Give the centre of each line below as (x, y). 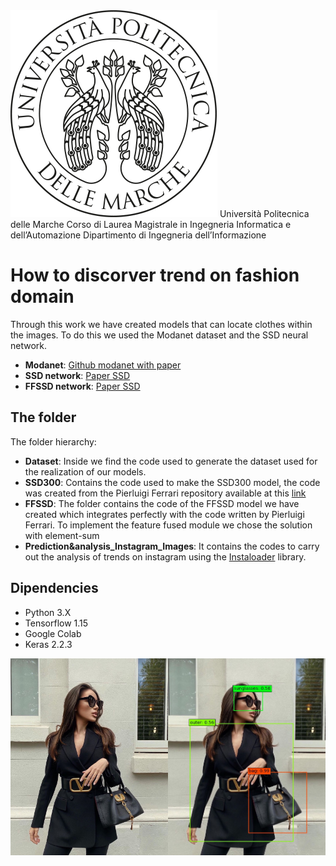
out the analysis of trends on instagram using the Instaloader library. (165, 556)
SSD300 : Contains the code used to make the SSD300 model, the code (172, 482)
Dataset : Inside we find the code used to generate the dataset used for (171, 461)
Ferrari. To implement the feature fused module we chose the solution (168, 525)
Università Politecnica (264, 213)
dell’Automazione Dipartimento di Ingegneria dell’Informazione (138, 235)
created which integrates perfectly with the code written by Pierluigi (164, 514)
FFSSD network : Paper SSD (82, 386)
